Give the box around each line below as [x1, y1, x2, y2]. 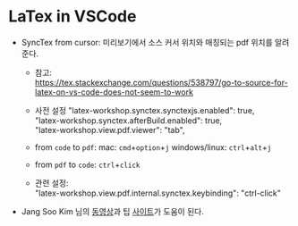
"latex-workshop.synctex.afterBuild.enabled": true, [34, 114, 223, 126]
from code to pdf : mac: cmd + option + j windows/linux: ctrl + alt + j [34, 141, 272, 153]
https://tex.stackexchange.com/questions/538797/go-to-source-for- [34, 77, 288, 88]
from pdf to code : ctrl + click [34, 159, 140, 170]
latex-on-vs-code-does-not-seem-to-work [34, 87, 194, 97]
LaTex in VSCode [8, 6, 137, 27]
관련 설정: [34, 177, 69, 188]
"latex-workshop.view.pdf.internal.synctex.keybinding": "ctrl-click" [34, 188, 281, 198]
